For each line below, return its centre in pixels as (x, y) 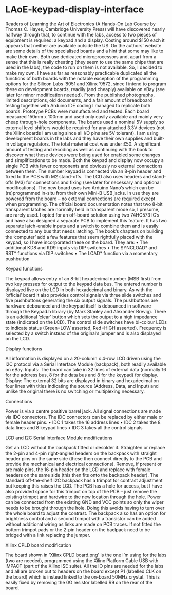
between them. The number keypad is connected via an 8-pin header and (83, 171)
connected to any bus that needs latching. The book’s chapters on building (84, 231)
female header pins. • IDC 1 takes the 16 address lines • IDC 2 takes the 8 (83, 422)
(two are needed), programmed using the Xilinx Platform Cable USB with (82, 560)
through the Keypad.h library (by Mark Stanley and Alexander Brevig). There (86, 311)
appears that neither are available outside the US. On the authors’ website (83, 45)
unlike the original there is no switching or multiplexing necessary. (75, 391)
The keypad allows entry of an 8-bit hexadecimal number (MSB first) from (83, 278)
